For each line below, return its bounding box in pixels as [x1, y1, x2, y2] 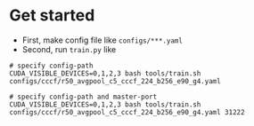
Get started [9, 5, 95, 26]
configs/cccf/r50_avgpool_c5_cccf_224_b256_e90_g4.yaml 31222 [9, 107, 245, 116]
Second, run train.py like [21, 43, 117, 54]
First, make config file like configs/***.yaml [21, 35, 183, 45]
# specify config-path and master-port [9, 92, 158, 101]
